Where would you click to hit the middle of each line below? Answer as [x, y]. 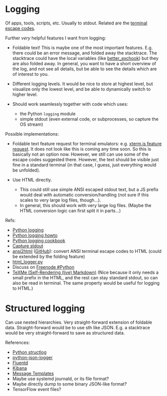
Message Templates [33, 373]
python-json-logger [33, 357]
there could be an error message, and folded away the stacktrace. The [85, 53]
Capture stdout [28, 246]
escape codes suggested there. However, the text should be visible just [85, 159]
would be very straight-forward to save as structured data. [65, 333]
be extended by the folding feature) [49, 256]
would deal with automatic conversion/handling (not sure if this [84, 195]
